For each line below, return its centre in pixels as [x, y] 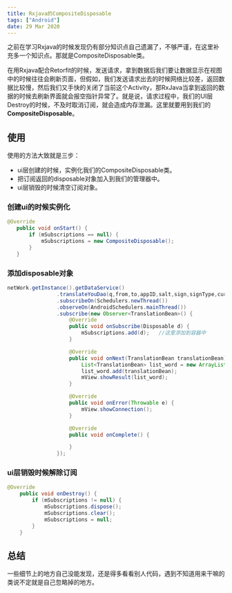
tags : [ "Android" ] [33, 20]
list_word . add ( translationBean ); [129, 371]
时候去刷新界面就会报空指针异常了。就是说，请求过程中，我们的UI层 [116, 96]
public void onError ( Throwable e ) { [122, 403]
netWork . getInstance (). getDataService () [66, 288]
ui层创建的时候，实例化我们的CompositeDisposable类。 [96, 170]
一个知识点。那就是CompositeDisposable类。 [84, 55]
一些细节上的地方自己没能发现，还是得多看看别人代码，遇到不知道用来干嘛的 [116, 574]
